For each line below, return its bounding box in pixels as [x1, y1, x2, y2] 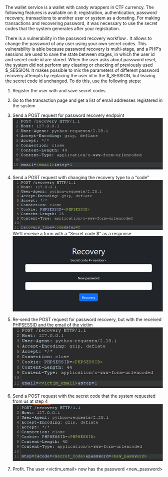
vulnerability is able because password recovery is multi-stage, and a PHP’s [5, 46, 161, 52]
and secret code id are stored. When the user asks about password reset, [5, 57, 157, 62]
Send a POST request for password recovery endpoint [12, 112, 124, 118]
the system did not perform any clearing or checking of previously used [5, 62, 153, 68]
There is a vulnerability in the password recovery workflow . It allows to [5, 35, 152, 41]
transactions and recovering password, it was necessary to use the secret [5, 20, 157, 26]
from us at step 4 [12, 398, 48, 404]
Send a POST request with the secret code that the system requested [12, 393, 156, 399]
